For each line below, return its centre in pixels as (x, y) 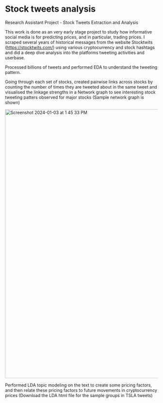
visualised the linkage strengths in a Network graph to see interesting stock (81, 92)
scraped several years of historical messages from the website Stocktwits (79, 42)
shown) (13, 102)
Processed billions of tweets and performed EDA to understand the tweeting (81, 67)
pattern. (13, 72)
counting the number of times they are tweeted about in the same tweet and (81, 87)
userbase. (15, 57)
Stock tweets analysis (50, 9)
